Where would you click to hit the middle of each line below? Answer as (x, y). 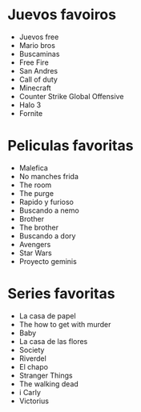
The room (35, 185)
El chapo (34, 366)
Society (32, 350)
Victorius (34, 401)
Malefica (34, 168)
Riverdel (33, 358)
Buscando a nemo (49, 210)
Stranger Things (46, 375)
